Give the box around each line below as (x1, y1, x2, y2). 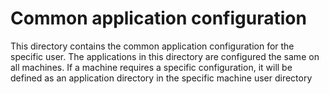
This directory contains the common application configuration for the (10, 40, 295, 52)
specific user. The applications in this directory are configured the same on (10, 50, 320, 62)
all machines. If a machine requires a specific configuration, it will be (10, 61, 293, 73)
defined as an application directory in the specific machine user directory (10, 72, 313, 84)
